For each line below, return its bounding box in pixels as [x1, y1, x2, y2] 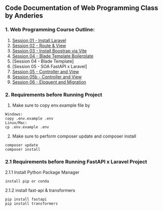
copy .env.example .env [5, 116, 54, 121]
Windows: [5, 112, 23, 117]
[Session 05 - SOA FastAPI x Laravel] [12, 63, 87, 69]
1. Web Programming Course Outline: [5, 26, 95, 33]
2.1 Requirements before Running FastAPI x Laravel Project [5, 158, 147, 165]
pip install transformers [5, 201, 58, 206]
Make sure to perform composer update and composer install [12, 133, 137, 139]
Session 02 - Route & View [12, 43, 66, 48]
